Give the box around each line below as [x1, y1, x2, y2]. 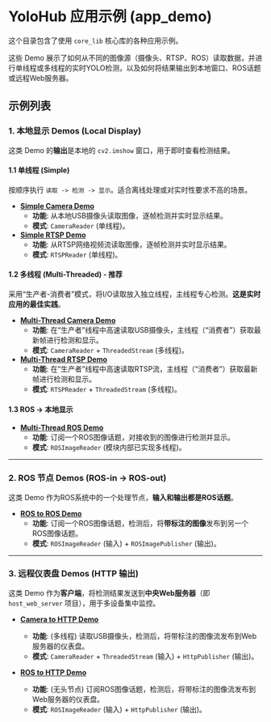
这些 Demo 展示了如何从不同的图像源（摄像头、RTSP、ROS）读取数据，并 [8, 53, 256, 62]
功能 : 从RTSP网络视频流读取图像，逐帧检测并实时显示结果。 [31, 240, 231, 249]
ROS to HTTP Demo [19, 667, 87, 677]
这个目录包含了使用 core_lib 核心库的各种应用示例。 [8, 36, 183, 45]
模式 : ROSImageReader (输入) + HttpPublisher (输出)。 [31, 704, 207, 714]
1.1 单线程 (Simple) [8, 165, 70, 175]
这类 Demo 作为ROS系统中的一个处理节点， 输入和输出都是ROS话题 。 [8, 492, 238, 502]
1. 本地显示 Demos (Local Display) [8, 125, 142, 137]
